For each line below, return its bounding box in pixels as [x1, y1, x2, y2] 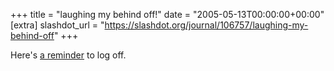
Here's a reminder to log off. [10, 49, 127, 61]
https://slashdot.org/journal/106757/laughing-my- [104, 19, 309, 31]
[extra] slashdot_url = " [10, 19, 105, 31]
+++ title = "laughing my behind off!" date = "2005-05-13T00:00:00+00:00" [10, 9, 325, 20]
